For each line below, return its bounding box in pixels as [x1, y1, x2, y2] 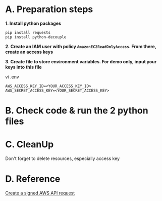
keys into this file [5, 64, 42, 70]
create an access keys [5, 49, 53, 55]
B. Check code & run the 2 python [5, 105, 148, 116]
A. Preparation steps [5, 4, 93, 15]
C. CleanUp [5, 139, 54, 150]
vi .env [5, 73, 19, 79]
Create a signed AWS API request [5, 190, 75, 196]
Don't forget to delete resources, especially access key [5, 155, 120, 162]
